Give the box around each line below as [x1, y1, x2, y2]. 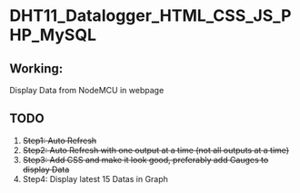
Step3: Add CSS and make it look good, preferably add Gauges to [22, 154, 269, 165]
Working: [9, 61, 64, 76]
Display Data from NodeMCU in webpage [9, 85, 165, 95]
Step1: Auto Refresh [22, 135, 97, 146]
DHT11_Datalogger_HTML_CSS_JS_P [9, 5, 292, 26]
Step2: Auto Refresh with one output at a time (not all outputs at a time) [22, 144, 289, 155]
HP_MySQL [9, 24, 97, 45]
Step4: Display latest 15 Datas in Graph [22, 173, 168, 184]
